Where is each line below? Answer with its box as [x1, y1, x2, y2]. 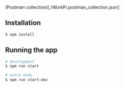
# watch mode [5, 72, 32, 78]
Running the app [5, 46, 57, 54]
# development [5, 59, 35, 64]
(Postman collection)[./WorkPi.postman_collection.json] [5, 4, 120, 10]
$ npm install [5, 32, 35, 37]
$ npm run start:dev [5, 77, 48, 82]
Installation [5, 18, 41, 27]
